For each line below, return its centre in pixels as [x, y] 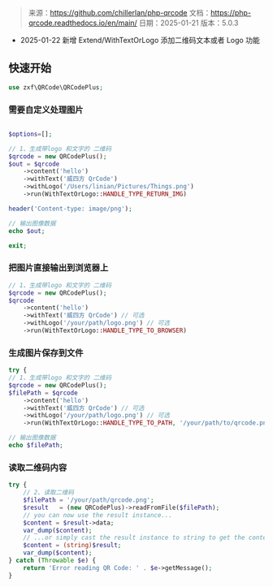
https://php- [231, 13]
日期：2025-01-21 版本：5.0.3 [189, 23]
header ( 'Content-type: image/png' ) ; [70, 209]
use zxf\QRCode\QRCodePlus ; [56, 87]
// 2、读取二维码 [49, 493]
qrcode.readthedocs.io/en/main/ [83, 23]
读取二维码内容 [38, 468]
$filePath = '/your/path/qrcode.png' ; [89, 500]
